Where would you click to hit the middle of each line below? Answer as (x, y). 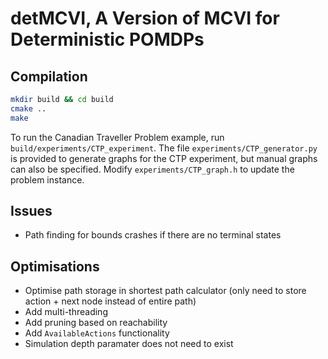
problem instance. (47, 179)
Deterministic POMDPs (107, 39)
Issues (31, 211)
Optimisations (55, 266)
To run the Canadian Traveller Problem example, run (117, 137)
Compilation (49, 76)
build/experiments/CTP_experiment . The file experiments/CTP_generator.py (164, 148)
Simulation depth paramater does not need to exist (129, 344)
